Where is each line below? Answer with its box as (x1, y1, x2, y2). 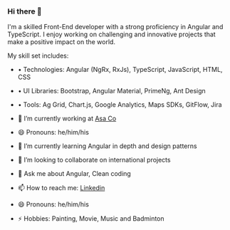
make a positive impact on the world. (7, 38, 116, 46)
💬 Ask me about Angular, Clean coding (17, 169, 132, 178)
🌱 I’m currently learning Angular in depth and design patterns (17, 142, 197, 150)
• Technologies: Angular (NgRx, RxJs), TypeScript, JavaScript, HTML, (17, 66, 223, 74)
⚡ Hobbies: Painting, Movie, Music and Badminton (17, 214, 165, 223)
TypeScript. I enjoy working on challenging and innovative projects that (7, 30, 216, 38)
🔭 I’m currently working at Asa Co (17, 114, 117, 123)
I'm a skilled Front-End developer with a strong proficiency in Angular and (7, 23, 224, 31)
